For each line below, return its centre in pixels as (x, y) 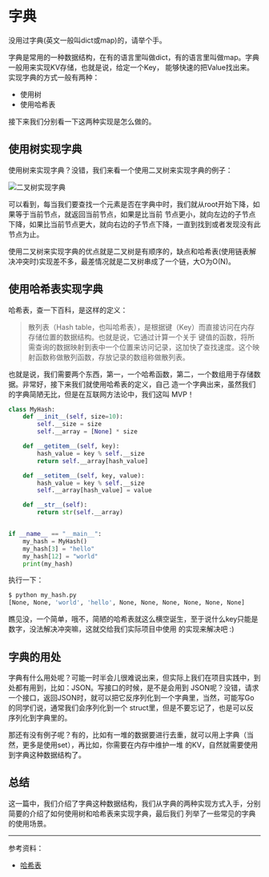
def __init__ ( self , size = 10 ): (73, 417)
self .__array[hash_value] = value (94, 490)
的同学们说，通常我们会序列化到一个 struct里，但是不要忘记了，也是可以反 (131, 708)
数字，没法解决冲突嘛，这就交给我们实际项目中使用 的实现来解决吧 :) (121, 629)
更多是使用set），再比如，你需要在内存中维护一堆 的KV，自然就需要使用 (140, 745)
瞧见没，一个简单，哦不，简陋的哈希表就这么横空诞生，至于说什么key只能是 (133, 619)
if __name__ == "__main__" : (55, 534)
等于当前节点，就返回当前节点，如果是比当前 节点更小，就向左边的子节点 (135, 214)
